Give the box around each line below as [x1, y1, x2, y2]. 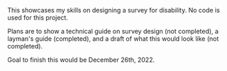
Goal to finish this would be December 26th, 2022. [7, 56, 155, 64]
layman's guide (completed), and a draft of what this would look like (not [7, 34, 219, 43]
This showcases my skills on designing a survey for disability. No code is [7, 6, 220, 14]
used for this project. [7, 13, 69, 22]
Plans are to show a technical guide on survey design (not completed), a [7, 27, 218, 35]
